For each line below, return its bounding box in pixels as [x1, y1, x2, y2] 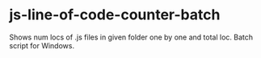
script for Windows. [9, 40, 75, 50]
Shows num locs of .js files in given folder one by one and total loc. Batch [9, 32, 254, 42]
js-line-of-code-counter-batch [9, 6, 221, 24]
